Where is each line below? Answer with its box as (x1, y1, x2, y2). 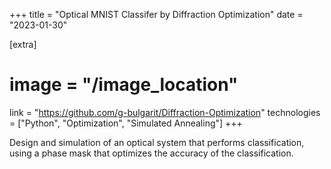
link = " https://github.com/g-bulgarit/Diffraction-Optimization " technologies (9, 106, 321, 118)
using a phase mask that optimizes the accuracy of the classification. (9, 147, 294, 159)
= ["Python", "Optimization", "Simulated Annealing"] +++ (9, 117, 243, 129)
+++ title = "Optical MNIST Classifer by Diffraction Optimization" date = (9, 9, 304, 20)
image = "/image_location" (9, 74, 239, 96)
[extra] (9, 39, 37, 50)
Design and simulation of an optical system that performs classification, (9, 136, 305, 148)
